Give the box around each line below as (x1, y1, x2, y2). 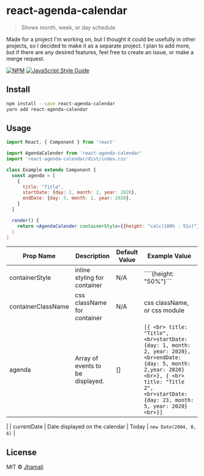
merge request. (6, 55, 45, 62)
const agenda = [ (12, 172, 56, 178)
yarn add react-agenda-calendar (6, 106, 88, 113)
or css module (143, 306, 185, 315)
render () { (12, 217, 39, 223)
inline (75, 266, 90, 275)
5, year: (143, 403, 169, 410)
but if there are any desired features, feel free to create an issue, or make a (6, 48, 194, 55)
